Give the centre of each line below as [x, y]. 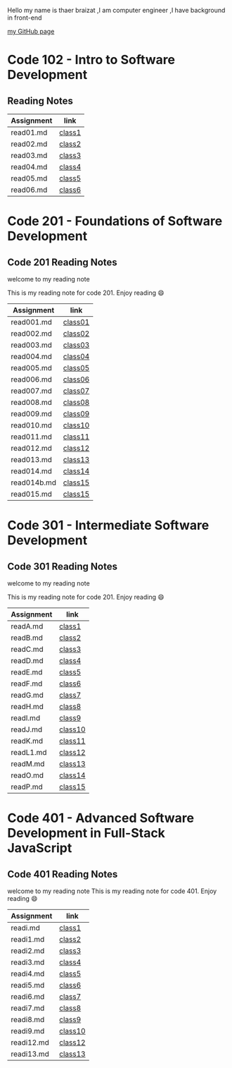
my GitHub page [31, 31]
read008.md [32, 402]
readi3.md [28, 962]
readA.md [27, 626]
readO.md [27, 775]
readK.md [27, 741]
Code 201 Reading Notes [62, 262]
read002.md [32, 333]
